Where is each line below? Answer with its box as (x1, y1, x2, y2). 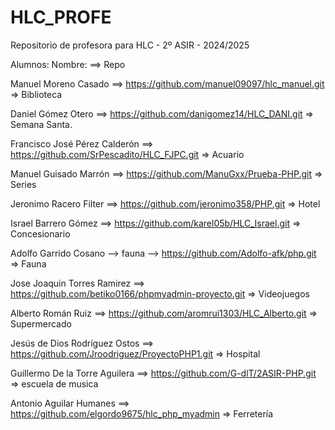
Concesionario (10, 227, 71, 240)
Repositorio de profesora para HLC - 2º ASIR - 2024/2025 (10, 39, 250, 51)
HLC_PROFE (10, 6, 112, 29)
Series (10, 178, 37, 190)
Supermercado (10, 317, 72, 330)
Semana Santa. (10, 118, 73, 130)
